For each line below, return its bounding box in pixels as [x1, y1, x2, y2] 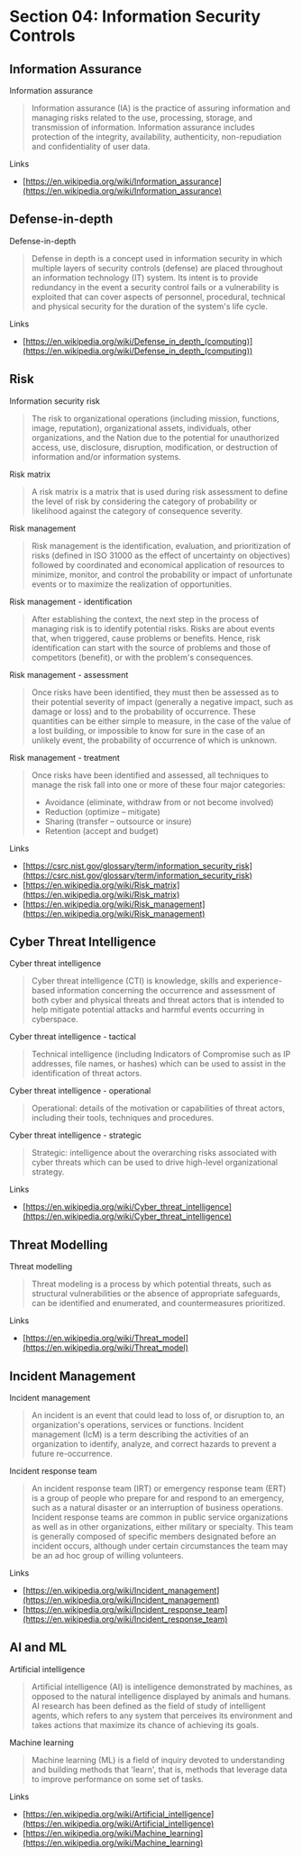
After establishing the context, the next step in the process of [31, 613, 260, 624]
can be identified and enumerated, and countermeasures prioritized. [31, 1298, 286, 1309]
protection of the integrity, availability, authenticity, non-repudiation [31, 132, 282, 142]
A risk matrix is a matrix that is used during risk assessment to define [31, 486, 288, 497]
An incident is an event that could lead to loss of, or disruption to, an [31, 1410, 285, 1421]
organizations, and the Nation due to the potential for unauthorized [31, 432, 279, 443]
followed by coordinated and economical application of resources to [31, 559, 286, 570]
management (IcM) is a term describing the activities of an [31, 1429, 250, 1440]
